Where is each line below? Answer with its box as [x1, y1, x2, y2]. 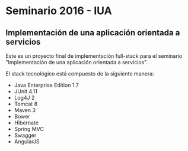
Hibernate [14, 119, 39, 126]
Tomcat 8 [14, 100, 38, 107]
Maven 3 [14, 107, 36, 113]
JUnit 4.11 [14, 88, 38, 95]
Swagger [14, 132, 37, 139]
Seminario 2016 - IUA [5, 4, 112, 18]
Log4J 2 [14, 94, 35, 101]
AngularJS [14, 138, 40, 145]
